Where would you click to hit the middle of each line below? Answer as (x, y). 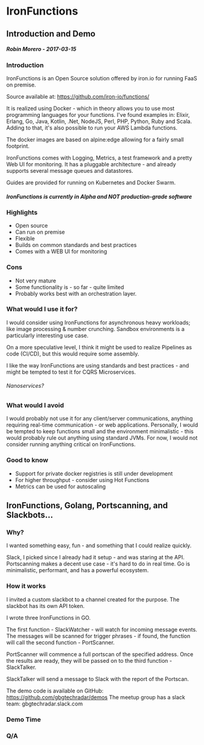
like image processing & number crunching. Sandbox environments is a (95, 329)
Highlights (22, 212)
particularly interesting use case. (47, 335)
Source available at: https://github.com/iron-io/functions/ (78, 96)
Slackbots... (30, 515)
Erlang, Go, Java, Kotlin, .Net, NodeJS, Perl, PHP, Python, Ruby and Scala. (99, 121)
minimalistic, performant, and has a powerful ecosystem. (78, 570)
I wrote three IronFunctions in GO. (49, 617)
